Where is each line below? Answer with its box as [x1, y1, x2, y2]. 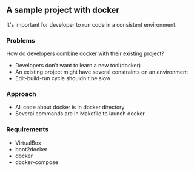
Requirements [6, 125, 49, 134]
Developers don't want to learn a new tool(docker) [15, 62, 141, 69]
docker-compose [15, 158, 59, 166]
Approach [6, 90, 36, 98]
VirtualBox [15, 139, 41, 146]
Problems [6, 36, 35, 44]
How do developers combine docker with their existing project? [6, 50, 165, 57]
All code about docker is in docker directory [15, 103, 125, 111]
